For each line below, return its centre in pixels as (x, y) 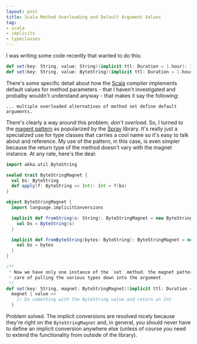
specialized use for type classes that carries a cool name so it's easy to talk (97, 135)
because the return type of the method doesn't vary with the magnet (89, 147)
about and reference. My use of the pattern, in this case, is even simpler (93, 141)
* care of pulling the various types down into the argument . (86, 278)
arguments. (19, 111)
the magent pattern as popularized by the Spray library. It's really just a (92, 128)
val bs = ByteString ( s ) (46, 223)
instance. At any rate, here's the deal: (51, 153)
